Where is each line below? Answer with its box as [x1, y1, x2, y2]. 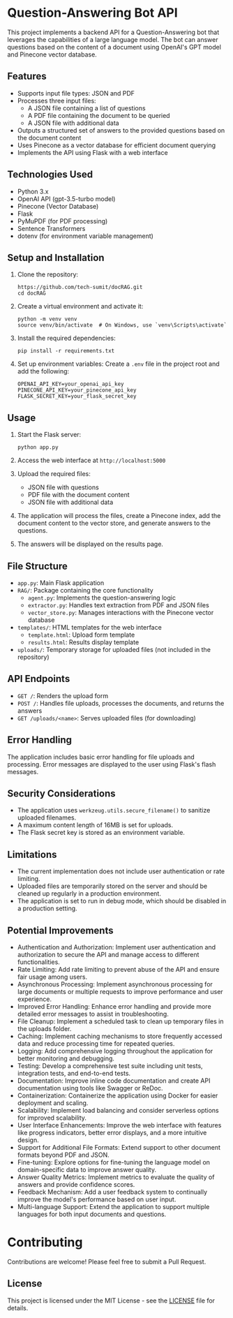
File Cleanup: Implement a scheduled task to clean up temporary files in [17, 1017, 224, 1025]
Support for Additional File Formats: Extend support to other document [17, 1143, 221, 1152]
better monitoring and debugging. [17, 1054, 115, 1062]
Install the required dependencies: [17, 334, 116, 343]
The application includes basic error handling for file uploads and [7, 753, 195, 761]
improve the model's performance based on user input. [17, 1195, 176, 1204]
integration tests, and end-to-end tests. [17, 1069, 131, 1078]
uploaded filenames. [17, 813, 77, 822]
